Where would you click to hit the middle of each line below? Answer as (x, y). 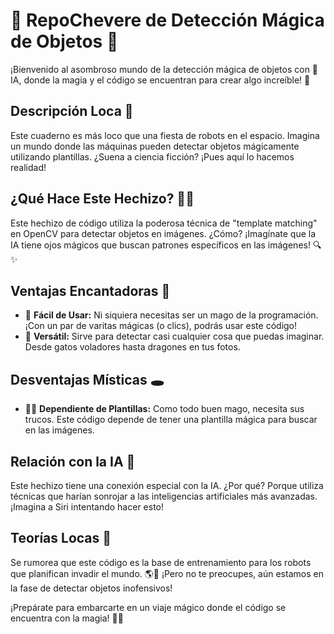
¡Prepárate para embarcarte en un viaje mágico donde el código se (148, 607)
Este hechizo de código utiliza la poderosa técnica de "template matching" (164, 223)
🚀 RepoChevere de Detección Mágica (167, 20)
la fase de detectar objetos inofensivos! (91, 588)
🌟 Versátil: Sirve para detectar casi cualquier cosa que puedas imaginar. (174, 336)
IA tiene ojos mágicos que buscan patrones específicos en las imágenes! (160, 245)
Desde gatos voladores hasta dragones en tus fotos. (132, 347)
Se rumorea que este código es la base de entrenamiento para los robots (161, 562)
